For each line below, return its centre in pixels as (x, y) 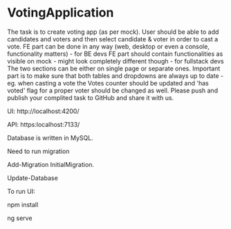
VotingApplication (61, 13)
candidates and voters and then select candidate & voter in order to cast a (113, 39)
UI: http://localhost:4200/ (43, 111)
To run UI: (21, 191)
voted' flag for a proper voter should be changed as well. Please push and (113, 90)
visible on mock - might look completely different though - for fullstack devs (115, 61)
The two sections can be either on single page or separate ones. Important (114, 68)
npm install (23, 204)
